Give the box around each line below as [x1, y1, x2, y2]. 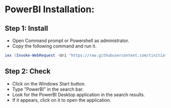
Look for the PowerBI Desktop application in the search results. [12, 91, 145, 98]
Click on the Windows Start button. [12, 80, 86, 87]
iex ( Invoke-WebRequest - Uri [5, 53, 67, 58]
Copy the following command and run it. [12, 43, 97, 49]
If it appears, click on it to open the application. [12, 97, 111, 103]
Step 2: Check [5, 67, 51, 76]
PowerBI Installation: [5, 4, 95, 15]
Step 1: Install [5, 24, 48, 33]
